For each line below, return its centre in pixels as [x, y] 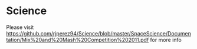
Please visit [20, 27]
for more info [166, 40]
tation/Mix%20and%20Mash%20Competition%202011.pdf [78, 40]
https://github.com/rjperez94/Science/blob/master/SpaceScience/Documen [99, 33]
